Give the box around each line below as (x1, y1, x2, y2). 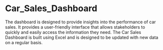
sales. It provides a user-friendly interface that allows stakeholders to (5, 24, 145, 30)
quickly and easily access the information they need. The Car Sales (5, 29, 141, 35)
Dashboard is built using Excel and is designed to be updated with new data (5, 34, 159, 40)
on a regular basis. (5, 39, 43, 45)
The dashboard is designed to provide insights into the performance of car (5, 19, 156, 25)
